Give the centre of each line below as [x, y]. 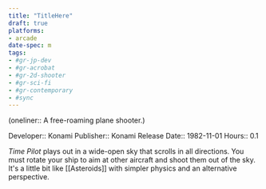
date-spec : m [30, 46]
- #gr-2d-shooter [37, 75]
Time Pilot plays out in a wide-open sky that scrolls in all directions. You [126, 151]
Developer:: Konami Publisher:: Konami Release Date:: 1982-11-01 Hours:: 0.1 [133, 136]
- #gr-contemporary [41, 90]
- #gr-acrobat [32, 68]
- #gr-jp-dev [30, 61]
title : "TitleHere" [41, 16]
